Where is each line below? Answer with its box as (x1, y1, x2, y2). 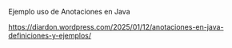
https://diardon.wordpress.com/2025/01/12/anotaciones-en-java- (8, 22, 224, 31)
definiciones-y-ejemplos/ (8, 31, 92, 40)
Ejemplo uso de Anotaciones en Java (8, 7, 130, 16)
